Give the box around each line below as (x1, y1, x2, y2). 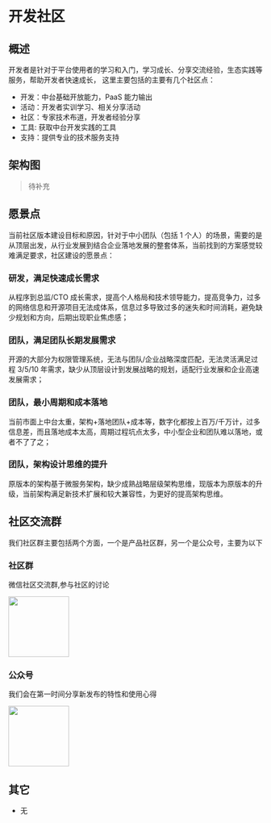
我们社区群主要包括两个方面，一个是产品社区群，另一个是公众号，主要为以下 (8, 537, 263, 547)
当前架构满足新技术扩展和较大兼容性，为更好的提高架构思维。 (22, 489, 227, 499)
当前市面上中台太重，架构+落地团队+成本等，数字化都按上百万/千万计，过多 (8, 416, 261, 426)
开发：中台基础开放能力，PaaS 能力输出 (19, 92, 153, 102)
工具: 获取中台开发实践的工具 (19, 123, 117, 132)
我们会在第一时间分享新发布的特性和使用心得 (8, 689, 157, 699)
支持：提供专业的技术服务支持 (19, 132, 119, 142)
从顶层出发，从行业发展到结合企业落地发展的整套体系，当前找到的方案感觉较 (8, 240, 263, 250)
